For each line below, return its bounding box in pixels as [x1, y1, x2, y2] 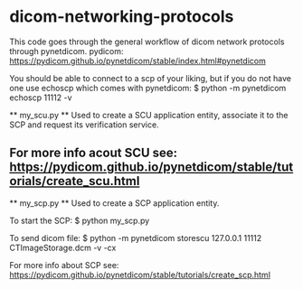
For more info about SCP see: [9, 259, 119, 270]
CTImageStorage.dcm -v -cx [9, 242, 117, 253]
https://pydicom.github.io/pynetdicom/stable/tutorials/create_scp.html [9, 269, 271, 280]
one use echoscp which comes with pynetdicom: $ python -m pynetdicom [9, 82, 287, 93]
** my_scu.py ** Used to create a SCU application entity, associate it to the [9, 109, 289, 120]
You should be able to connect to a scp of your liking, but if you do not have [9, 72, 292, 83]
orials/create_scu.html [9, 173, 140, 189]
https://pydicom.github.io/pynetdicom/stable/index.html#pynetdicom [9, 55, 267, 66]
